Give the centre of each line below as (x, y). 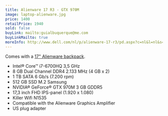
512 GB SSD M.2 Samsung (39, 82)
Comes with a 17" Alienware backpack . (45, 56)
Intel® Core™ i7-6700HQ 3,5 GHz (46, 66)
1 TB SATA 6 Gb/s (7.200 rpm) (43, 76)
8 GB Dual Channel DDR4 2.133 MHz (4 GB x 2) (61, 71)
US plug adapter (29, 108)
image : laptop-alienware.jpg (35, 14)
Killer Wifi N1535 (29, 98)
